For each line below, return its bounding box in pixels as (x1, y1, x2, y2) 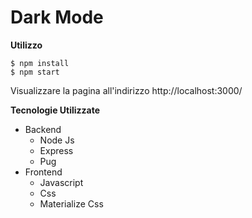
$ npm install (10, 58, 70, 68)
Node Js (39, 134, 75, 146)
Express (39, 144, 74, 156)
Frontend (24, 166, 63, 178)
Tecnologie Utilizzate (10, 104, 101, 116)
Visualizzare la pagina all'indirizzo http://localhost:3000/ (10, 84, 243, 96)
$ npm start (10, 67, 60, 77)
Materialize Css (39, 197, 104, 210)
